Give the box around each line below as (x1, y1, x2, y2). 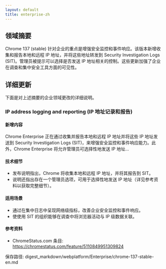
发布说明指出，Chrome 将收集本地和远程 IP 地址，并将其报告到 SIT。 (12, 170, 154, 176)
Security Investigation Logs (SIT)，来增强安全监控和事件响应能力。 (14, 140, 152, 146)
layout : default (5, 7, 39, 12)
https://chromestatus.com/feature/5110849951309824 (12, 243, 124, 249)
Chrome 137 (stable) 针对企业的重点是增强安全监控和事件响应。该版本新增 (5, 46, 157, 52)
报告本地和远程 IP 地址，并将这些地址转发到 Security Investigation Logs (13, 52, 160, 58)
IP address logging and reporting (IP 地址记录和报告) (5, 108, 133, 115)
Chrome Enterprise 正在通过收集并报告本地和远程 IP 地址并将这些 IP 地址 (5, 134, 154, 139)
